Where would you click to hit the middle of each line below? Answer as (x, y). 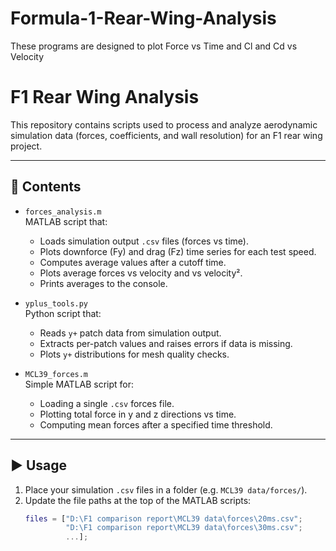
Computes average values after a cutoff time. (133, 262)
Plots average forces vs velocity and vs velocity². (141, 273)
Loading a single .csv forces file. (107, 403)
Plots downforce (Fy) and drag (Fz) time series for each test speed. (178, 251)
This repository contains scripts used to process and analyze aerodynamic (164, 124)
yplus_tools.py (56, 303)
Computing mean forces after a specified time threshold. (156, 424)
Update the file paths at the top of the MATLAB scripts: (138, 500)
